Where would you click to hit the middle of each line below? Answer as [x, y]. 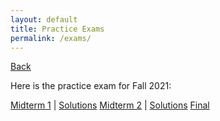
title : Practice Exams [57, 29]
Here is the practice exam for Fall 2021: [91, 86]
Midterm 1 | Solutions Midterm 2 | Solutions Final [110, 105]
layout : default [44, 19]
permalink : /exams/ [51, 38]
